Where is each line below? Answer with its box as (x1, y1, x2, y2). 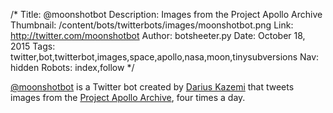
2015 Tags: (10, 40, 56, 52)
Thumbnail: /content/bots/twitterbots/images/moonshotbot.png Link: (10, 19, 294, 31)
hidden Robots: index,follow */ (10, 62, 135, 73)
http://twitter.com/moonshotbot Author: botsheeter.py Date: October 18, (10, 30, 306, 41)
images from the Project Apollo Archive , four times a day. (10, 92, 246, 103)
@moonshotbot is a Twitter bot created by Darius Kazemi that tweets (10, 81, 295, 93)
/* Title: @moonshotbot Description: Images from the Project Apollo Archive (10, 9, 323, 20)
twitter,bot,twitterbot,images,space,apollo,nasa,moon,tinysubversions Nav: (10, 51, 320, 63)
